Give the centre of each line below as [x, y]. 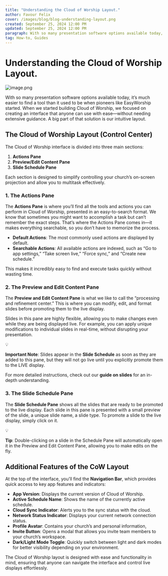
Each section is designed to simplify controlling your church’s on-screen [80, 177]
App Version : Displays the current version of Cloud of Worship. [78, 494]
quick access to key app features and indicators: [56, 484]
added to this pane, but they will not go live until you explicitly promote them [84, 360]
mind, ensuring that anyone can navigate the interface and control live [78, 563]
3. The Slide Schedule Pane [39, 394]
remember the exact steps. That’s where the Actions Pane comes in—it [79, 222]
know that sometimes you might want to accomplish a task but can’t [76, 217]
